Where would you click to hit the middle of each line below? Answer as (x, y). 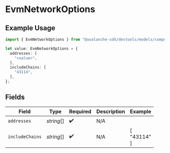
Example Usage (30, 28)
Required (80, 111)
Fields (15, 97)
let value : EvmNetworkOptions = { (42, 48)
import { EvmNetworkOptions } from (43, 39)
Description (111, 111)
